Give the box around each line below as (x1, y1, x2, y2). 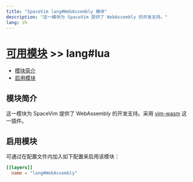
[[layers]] (6, 164, 33, 170)
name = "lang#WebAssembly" (11, 170, 78, 176)
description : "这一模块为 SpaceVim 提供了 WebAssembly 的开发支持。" (6, 14, 168, 20)
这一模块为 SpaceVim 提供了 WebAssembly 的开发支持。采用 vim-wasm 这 (6, 110, 187, 117)
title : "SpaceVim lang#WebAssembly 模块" (6, 8, 108, 15)
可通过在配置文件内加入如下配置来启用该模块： (6, 153, 119, 160)
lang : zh (6, 19, 28, 25)
